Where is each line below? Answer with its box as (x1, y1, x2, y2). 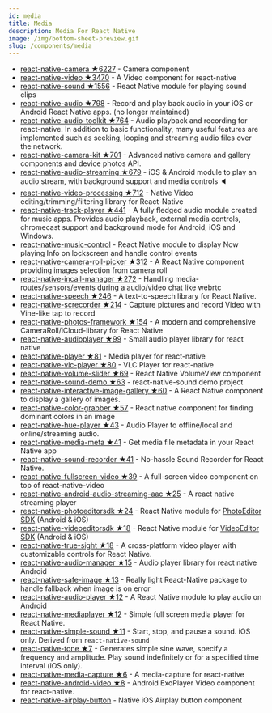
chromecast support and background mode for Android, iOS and (19, 223, 236, 232)
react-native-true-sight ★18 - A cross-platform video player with (19, 541, 237, 550)
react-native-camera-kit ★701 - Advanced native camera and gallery (19, 151, 251, 160)
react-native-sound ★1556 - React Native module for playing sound (19, 82, 247, 91)
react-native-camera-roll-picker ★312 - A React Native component (19, 257, 244, 267)
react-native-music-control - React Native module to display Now (19, 240, 239, 249)
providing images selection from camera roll (19, 265, 168, 275)
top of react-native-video (19, 481, 105, 490)
